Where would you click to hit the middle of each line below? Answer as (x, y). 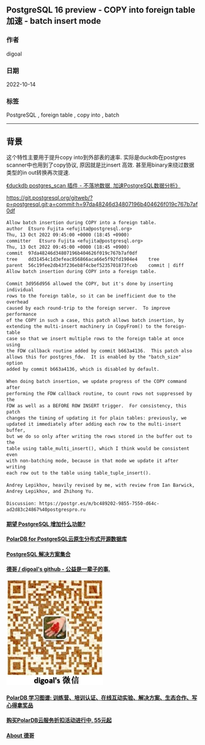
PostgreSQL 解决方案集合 (39, 554)
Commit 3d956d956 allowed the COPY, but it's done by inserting (90, 284)
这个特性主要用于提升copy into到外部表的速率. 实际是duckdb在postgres (96, 158)
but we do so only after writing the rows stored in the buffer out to (99, 437)
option (15, 363)
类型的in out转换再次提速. (38, 173)
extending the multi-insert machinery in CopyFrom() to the (85, 327)
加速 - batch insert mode (54, 21)
